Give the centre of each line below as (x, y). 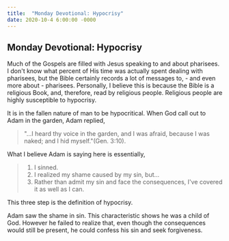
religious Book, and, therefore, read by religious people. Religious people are (115, 93)
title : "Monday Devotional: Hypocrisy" (66, 13)
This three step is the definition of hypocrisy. (70, 203)
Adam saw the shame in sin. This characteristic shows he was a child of (108, 216)
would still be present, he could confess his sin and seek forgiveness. (105, 230)
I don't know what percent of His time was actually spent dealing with (105, 71)
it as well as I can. (59, 189)
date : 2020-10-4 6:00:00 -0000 (52, 20)
